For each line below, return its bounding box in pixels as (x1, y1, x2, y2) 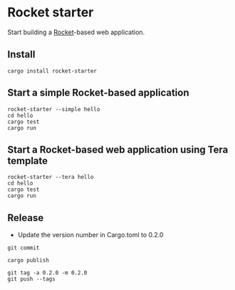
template (7, 155, 48, 167)
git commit (7, 244, 40, 252)
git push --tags (7, 276, 56, 283)
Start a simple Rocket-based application (7, 87, 189, 99)
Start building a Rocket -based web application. (7, 28, 145, 36)
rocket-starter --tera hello (7, 174, 94, 181)
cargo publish (7, 257, 50, 264)
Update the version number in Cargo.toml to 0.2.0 (17, 231, 164, 239)
